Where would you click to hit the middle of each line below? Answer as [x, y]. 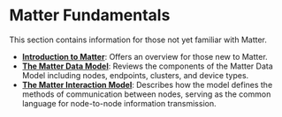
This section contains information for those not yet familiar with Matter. [138, 40]
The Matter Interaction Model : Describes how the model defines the [147, 84]
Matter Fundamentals [90, 15]
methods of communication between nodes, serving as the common [146, 94]
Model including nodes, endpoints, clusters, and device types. [135, 75]
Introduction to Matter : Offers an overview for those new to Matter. [145, 56]
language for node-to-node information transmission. [119, 103]
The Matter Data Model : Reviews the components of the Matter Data [148, 66]
